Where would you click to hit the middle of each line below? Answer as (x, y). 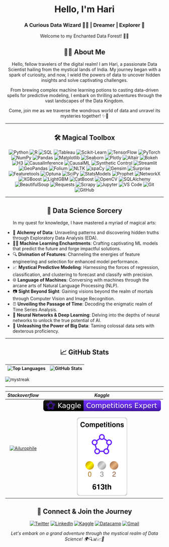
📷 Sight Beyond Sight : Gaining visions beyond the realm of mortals (83, 291)
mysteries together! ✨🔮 (84, 116)
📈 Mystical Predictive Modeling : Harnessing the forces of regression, (86, 267)
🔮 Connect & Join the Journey (84, 511)
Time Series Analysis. (35, 309)
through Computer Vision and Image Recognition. (64, 298)
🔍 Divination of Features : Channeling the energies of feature (76, 254)
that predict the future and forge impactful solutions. (67, 248)
